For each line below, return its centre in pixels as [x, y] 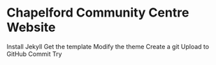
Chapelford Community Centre [98, 13]
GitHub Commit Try [34, 54]
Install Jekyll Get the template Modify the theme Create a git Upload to [108, 46]
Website [31, 27]
